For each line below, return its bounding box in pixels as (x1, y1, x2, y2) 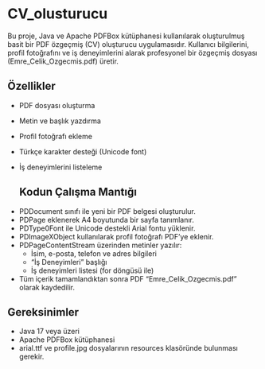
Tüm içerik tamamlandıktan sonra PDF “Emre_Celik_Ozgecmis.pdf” (18, 274, 237, 283)
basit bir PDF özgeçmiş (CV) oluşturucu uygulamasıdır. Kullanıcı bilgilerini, (7, 39, 250, 49)
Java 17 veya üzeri (18, 327, 80, 336)
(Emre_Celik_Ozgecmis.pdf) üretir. (7, 56, 119, 66)
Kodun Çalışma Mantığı (18, 185, 137, 199)
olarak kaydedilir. (18, 282, 76, 292)
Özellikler (7, 80, 57, 93)
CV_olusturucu (7, 5, 108, 23)
